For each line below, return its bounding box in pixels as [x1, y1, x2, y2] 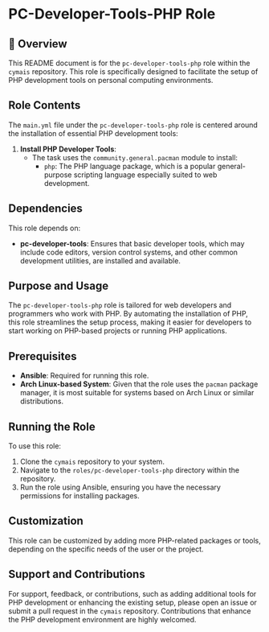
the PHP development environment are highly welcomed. [8, 614, 197, 624]
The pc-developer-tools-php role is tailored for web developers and [8, 300, 232, 310]
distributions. [19, 396, 64, 407]
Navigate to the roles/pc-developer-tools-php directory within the [19, 465, 239, 475]
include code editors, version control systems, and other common [19, 247, 238, 257]
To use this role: [8, 441, 62, 451]
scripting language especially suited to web [73, 170, 218, 180]
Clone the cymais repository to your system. [19, 456, 165, 467]
